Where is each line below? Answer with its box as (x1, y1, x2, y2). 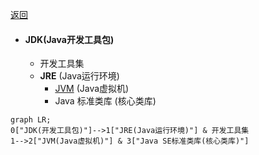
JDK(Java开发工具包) (24, 33, 115, 45)
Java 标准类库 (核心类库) (54, 95, 157, 107)
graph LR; (10, 115, 52, 125)
